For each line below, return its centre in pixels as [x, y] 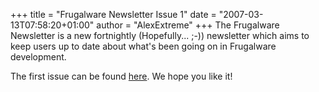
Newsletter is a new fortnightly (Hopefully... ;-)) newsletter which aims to [160, 35]
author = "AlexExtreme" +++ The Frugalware [188, 25]
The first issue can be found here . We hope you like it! [121, 76]
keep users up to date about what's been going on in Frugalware [143, 46]
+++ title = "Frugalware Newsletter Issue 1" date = [113, 14]
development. [38, 57]
